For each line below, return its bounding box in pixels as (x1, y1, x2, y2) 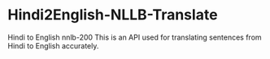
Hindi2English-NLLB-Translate (7, 6, 218, 24)
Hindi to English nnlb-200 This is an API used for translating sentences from (7, 32, 262, 42)
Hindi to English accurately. (7, 40, 99, 50)
